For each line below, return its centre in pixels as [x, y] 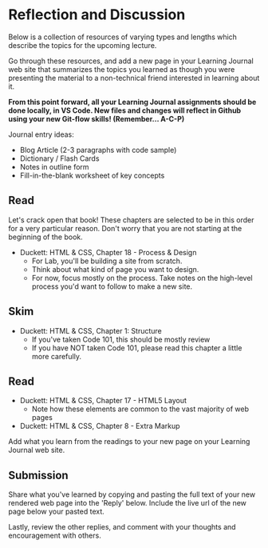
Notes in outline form [54, 166]
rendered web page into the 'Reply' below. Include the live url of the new [128, 503]
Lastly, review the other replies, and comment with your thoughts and [122, 527]
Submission [39, 475]
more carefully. [57, 356]
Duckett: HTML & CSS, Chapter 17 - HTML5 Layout [103, 401]
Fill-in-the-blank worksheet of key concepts [92, 175]
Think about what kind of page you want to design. [115, 269]
